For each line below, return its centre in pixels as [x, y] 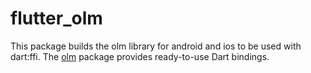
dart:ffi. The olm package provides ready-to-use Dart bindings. [140, 56]
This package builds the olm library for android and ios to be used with [156, 46]
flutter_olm [56, 18]
